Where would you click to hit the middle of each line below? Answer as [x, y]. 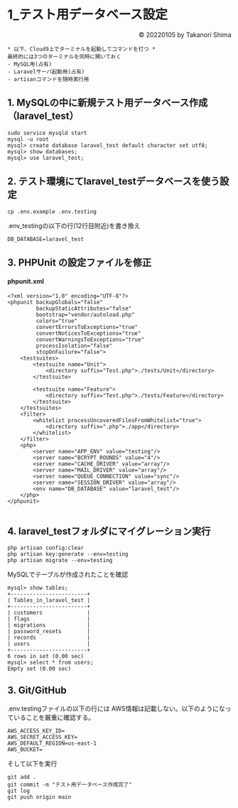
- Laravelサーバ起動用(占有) [46, 72]
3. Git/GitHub [37, 690]
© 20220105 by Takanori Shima [185, 34]
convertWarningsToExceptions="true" [90, 340]
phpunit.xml [26, 281]
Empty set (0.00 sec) [39, 669]
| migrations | [49, 625]
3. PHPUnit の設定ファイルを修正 [80, 263]
